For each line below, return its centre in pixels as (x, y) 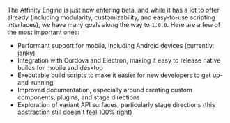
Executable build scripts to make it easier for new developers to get (114, 75)
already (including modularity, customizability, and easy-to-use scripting (111, 17)
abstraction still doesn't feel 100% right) (75, 112)
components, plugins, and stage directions (79, 97)
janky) (26, 53)
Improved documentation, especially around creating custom (105, 90)
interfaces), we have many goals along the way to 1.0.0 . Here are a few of (114, 25)
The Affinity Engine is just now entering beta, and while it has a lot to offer (113, 10)
